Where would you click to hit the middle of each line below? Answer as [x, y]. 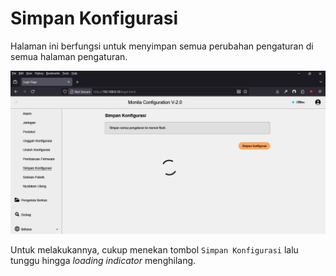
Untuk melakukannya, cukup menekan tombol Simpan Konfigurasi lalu [154, 249]
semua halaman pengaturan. [69, 56]
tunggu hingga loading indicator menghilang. [103, 260]
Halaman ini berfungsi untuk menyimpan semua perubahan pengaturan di [162, 46]
